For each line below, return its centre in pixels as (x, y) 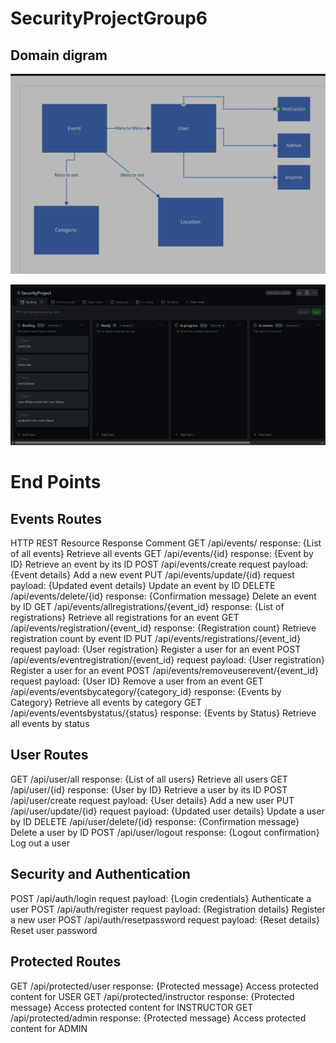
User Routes (49, 755)
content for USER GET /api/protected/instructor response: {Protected (152, 996)
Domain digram (59, 55)
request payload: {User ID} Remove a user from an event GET (137, 681)
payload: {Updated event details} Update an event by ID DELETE (143, 586)
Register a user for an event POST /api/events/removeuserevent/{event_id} (164, 671)
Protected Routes (66, 962)
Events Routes (56, 518)
